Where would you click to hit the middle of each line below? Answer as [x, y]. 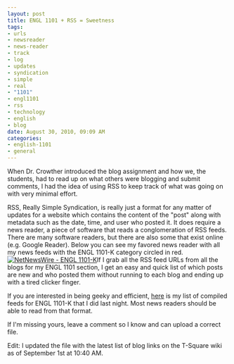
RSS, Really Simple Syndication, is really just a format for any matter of [110, 207]
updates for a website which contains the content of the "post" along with [114, 215]
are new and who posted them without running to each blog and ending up [115, 275]
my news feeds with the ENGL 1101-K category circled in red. [96, 252]
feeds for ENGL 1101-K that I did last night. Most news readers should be [112, 303]
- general [22, 151]
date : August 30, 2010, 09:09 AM [56, 132]
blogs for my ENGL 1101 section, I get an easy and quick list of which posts [115, 267]
